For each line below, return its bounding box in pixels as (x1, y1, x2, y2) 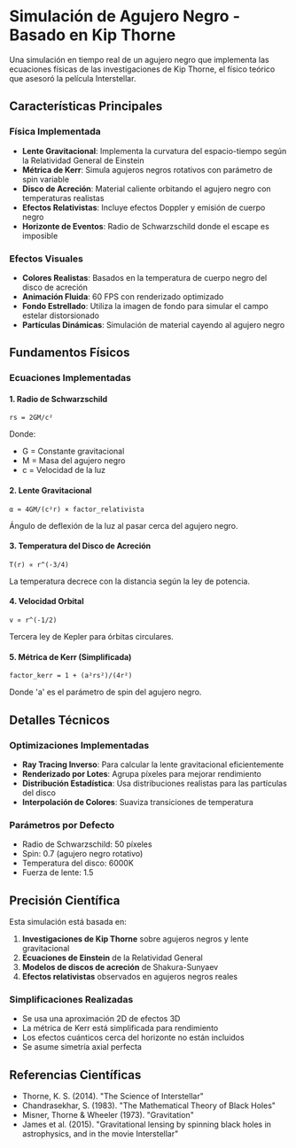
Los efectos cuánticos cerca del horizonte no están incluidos (21, 1032, 245, 1043)
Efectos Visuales (9, 252, 84, 265)
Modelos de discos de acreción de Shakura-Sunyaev (21, 962, 219, 973)
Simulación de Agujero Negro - (9, 6, 241, 27)
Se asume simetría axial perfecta (21, 1042, 142, 1052)
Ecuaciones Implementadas (9, 372, 131, 384)
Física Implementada (9, 126, 102, 138)
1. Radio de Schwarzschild (9, 393, 108, 404)
